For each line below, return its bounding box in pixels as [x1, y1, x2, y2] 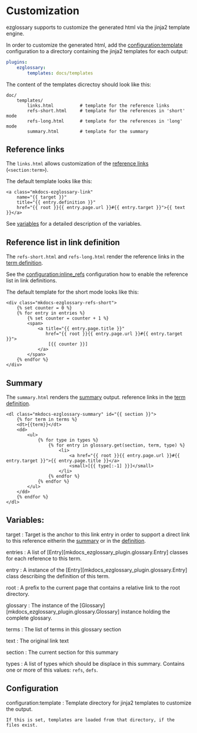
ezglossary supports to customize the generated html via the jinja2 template [6, 24, 190, 31]
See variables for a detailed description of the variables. [6, 220, 142, 227]
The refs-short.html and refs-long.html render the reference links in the [6, 253, 185, 260]
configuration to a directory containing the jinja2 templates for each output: [6, 47, 188, 54]
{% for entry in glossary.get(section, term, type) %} [48, 442, 185, 448]
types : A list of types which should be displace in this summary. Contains [6, 660, 185, 667]
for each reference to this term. [6, 555, 82, 562]
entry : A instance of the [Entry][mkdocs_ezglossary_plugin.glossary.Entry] [6, 566, 188, 574]
